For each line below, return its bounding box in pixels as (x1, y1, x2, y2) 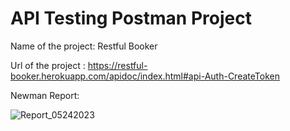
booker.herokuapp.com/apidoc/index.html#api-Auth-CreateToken (10, 70, 280, 82)
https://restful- (87, 59, 148, 71)
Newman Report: (10, 89, 80, 101)
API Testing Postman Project (10, 7, 252, 30)
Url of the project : (10, 59, 86, 71)
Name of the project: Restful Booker (10, 40, 158, 52)
